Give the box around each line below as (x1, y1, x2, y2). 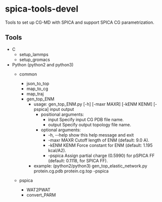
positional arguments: (41, 111, 84, 117)
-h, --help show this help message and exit (48, 132, 134, 138)
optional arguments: (41, 127, 81, 133)
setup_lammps (19, 51, 49, 57)
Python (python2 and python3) (12, 62, 74, 67)
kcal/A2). (48, 147, 66, 153)
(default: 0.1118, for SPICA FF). (48, 157, 108, 163)
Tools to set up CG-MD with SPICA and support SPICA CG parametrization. (5, 19, 155, 25)
